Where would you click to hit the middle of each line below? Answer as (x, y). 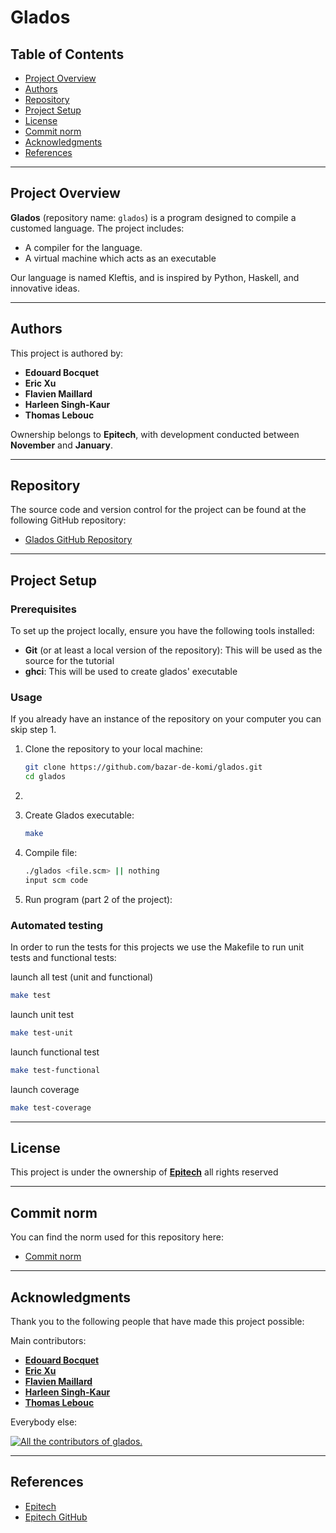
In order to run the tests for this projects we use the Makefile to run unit (157, 947)
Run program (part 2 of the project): (98, 899)
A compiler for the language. (83, 247)
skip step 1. (33, 730)
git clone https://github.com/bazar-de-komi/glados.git (143, 767)
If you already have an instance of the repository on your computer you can (166, 719)
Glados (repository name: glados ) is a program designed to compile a (153, 217)
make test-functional (55, 1070)
